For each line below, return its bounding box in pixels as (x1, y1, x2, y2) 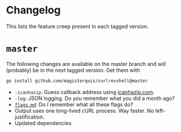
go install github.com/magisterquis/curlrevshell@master (6, 78, 148, 84)
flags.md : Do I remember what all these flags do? (14, 100, 134, 108)
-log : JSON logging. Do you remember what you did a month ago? (14, 95, 175, 102)
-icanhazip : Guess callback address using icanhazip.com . (14, 88, 155, 95)
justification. (14, 113, 45, 120)
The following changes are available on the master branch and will (6, 60, 166, 67)
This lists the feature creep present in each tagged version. (6, 23, 149, 30)
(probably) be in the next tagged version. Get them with (6, 67, 141, 74)
